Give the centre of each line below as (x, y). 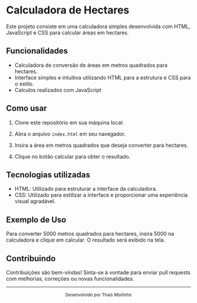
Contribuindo (31, 258)
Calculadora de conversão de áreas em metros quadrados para (91, 65)
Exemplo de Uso (36, 220)
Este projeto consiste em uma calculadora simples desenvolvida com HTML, (98, 26)
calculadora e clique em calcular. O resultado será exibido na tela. (86, 240)
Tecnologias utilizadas (48, 175)
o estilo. (24, 84)
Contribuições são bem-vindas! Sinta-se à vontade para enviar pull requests (98, 272)
